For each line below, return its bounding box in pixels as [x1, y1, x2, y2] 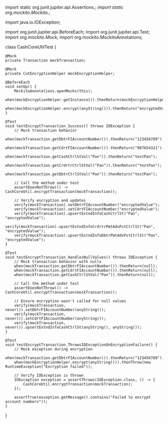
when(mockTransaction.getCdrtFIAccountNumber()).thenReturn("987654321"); [5, 145, 164, 150]
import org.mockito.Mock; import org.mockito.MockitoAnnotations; [5, 34, 143, 40]
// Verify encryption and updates [14, 198, 86, 203]
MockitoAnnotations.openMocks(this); [14, 88, 93, 93]
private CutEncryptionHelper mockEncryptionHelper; [5, 71, 115, 76]
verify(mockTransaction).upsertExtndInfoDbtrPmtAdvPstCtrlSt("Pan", [14, 233, 160, 238]
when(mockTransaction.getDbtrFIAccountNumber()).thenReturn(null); [14, 263, 157, 268]
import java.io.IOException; [5, 19, 61, 25]
